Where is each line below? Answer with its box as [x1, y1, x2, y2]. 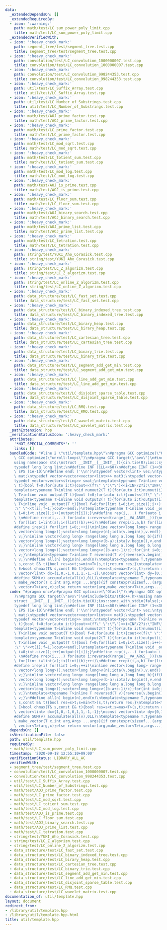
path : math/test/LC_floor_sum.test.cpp [14, 197, 97, 202]
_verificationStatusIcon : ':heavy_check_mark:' [9, 432, 110, 437]
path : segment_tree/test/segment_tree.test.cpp [14, 44, 114, 49]
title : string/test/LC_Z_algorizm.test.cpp [14, 270, 106, 276]
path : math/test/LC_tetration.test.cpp [14, 238, 97, 243]
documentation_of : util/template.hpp [5, 894, 83, 899]
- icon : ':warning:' [9, 21, 52, 26]
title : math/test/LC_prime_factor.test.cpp [14, 132, 106, 137]
